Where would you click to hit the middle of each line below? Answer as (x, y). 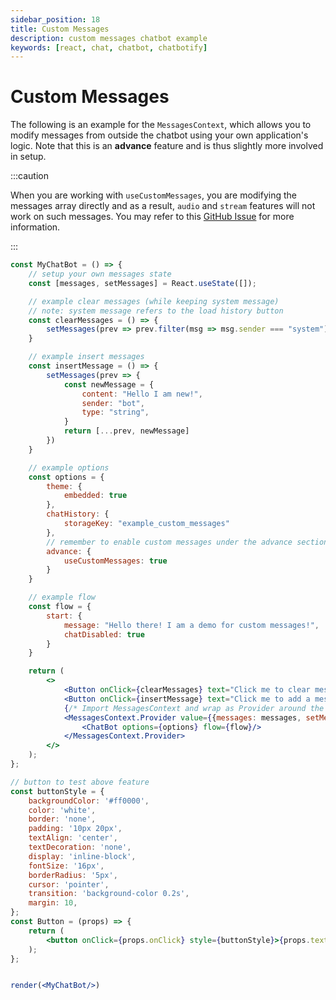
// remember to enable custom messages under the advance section (187, 542)
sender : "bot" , (113, 403)
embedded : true (95, 496)
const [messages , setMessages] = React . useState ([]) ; (142, 283)
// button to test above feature (80, 782)
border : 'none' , (62, 819)
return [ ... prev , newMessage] (126, 431)
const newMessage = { (109, 384)
